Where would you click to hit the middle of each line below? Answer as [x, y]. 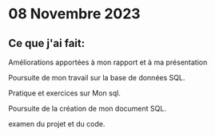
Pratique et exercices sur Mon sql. [65, 93]
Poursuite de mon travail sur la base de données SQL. [97, 78]
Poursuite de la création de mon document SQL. [87, 109]
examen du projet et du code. [57, 124]
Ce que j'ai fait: [47, 43]
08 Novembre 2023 [75, 14]
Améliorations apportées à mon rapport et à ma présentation [108, 62]
